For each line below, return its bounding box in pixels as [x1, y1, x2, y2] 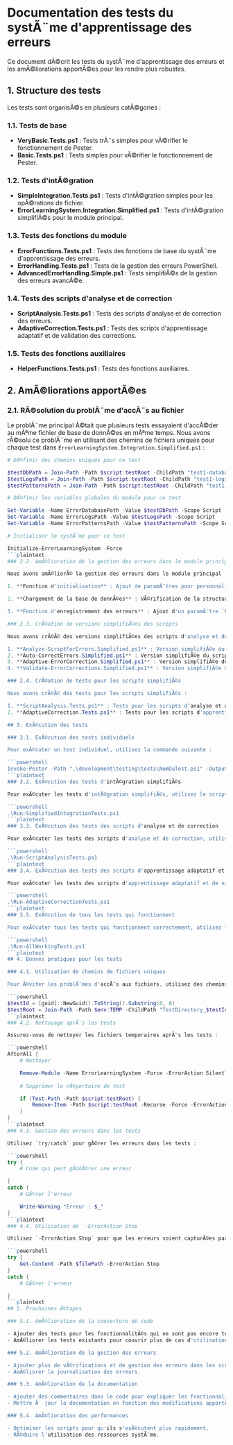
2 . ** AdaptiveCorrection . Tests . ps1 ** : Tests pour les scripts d [7, 709, 200, 716]
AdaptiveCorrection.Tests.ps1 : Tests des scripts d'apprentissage [17, 324, 208, 332]
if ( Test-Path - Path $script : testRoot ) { [19, 1095, 141, 1102]
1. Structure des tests [7, 85, 101, 96]
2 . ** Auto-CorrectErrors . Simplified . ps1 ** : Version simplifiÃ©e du [7, 652, 209, 659]
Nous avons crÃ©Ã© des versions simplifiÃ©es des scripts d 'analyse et [7, 633, 218, 640]
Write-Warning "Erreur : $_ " [19, 1203, 104, 1210]
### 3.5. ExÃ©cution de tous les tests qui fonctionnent [7, 912, 175, 918]
